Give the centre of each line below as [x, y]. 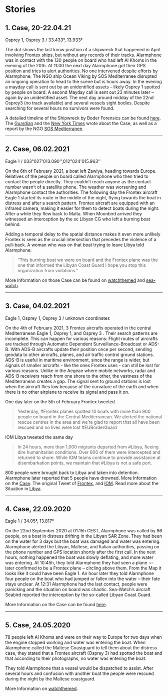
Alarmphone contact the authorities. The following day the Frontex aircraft [81, 192]
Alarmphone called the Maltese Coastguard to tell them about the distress [81, 648]
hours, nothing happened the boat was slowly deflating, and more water [79, 557]
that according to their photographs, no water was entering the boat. [76, 658]
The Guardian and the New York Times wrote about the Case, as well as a [81, 123]
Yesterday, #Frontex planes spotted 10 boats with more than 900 [84, 411]
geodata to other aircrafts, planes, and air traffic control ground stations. [79, 355]
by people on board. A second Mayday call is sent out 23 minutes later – [79, 92]
